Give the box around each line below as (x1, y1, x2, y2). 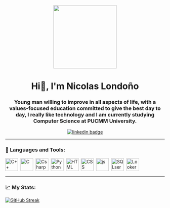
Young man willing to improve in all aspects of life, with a (14, 99, 156, 106)
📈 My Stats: (5, 184, 36, 191)
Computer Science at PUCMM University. (33, 117, 137, 124)
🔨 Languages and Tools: (5, 146, 66, 153)
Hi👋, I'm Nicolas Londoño (31, 80, 139, 92)
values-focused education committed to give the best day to (9, 105, 161, 112)
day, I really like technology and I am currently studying (15, 111, 155, 118)
